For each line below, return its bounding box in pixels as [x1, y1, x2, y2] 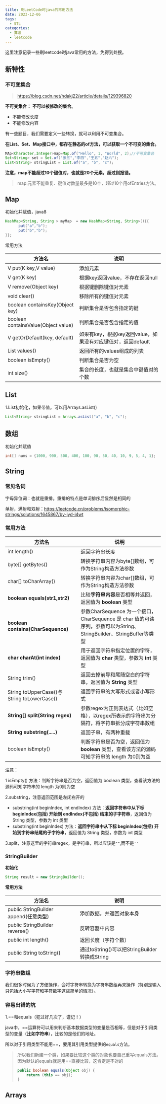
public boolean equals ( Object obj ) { [17, 1068, 95, 1073]
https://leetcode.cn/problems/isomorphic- [44, 506, 130, 512]
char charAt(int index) [7, 654, 61, 661]
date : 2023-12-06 [5, 12, 41, 17]
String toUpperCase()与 [7, 688, 63, 695]
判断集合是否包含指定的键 [79, 304, 139, 311]
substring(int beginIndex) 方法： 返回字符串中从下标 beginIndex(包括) [12, 823, 154, 829]
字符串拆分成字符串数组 [100, 720, 155, 727]
